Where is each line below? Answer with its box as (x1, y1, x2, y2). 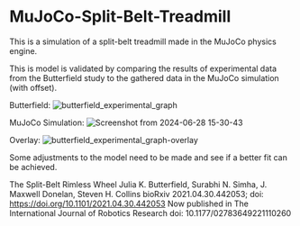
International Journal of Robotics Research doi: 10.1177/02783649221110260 (9, 207, 292, 218)
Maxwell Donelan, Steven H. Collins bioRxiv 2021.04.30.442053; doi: (9, 188, 264, 199)
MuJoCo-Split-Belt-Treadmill (9, 6, 232, 27)
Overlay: (9, 134, 41, 145)
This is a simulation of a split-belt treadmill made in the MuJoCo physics (9, 36, 277, 47)
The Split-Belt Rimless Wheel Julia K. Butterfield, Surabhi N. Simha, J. (9, 178, 268, 190)
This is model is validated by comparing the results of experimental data (9, 63, 277, 74)
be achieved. (9, 161, 58, 172)
